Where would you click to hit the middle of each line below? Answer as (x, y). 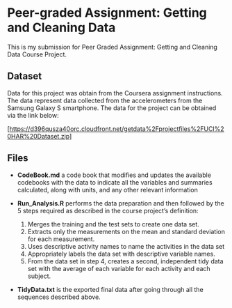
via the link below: (33, 115)
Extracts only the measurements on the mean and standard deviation (126, 231)
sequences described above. (59, 297)
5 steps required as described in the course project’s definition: (108, 210)
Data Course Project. (37, 54)
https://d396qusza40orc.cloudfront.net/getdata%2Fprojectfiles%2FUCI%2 (117, 129)
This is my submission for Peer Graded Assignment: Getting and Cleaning (112, 47)
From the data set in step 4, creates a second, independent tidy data (125, 261)
